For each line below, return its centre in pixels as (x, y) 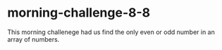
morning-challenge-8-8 (79, 13)
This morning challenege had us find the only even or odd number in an (111, 32)
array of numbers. (33, 39)
